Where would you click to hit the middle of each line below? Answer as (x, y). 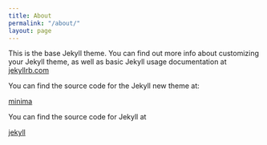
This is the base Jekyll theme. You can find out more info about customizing (133, 54)
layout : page (30, 30)
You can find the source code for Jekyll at (77, 117)
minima (20, 102)
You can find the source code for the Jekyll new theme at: (104, 86)
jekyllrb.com (29, 70)
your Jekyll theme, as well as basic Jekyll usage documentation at (117, 62)
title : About (30, 16)
